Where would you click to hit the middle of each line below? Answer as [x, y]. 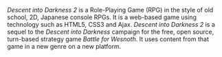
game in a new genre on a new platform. [64, 46]
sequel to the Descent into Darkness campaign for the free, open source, [111, 32]
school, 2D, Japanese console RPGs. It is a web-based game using [102, 17]
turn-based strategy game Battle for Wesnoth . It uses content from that [108, 39]
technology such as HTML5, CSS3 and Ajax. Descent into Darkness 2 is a [111, 24]
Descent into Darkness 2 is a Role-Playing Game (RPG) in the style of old [110, 10]
